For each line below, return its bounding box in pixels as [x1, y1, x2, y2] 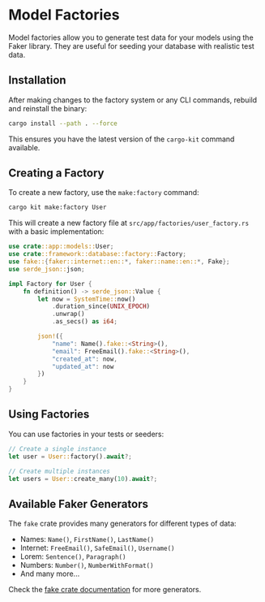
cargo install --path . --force [8, 119, 118, 128]
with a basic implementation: [8, 227, 105, 236]
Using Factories [8, 408, 90, 422]
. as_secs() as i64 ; [51, 318, 118, 326]
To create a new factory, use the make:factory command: [8, 188, 200, 197]
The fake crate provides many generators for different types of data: [8, 518, 237, 529]
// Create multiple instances [8, 467, 111, 475]
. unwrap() [51, 310, 85, 318]
